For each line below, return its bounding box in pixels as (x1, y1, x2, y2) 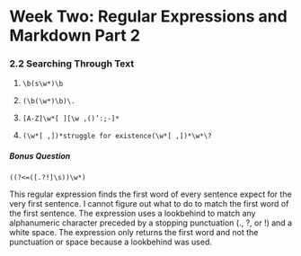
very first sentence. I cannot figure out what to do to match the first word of (9, 199, 289, 209)
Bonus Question (9, 151, 71, 162)
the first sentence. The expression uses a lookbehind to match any (9, 208, 256, 219)
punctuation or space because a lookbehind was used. (9, 236, 213, 248)
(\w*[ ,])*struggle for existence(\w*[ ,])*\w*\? (22, 132, 213, 141)
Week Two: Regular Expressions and (9, 6, 288, 27)
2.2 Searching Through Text (9, 57, 135, 70)
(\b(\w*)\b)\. (22, 97, 75, 106)
